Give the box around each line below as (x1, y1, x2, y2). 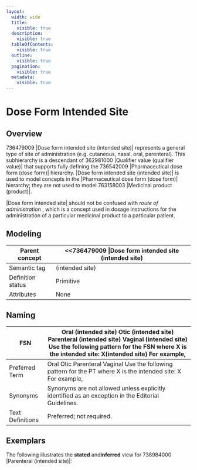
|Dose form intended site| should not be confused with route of (6, 200, 158, 206)
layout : (6, 8, 25, 15)
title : (11, 19, 28, 25)
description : (11, 31, 43, 37)
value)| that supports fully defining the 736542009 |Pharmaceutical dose (6, 163, 183, 170)
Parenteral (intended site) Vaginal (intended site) (47, 335, 188, 343)
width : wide (11, 14, 41, 20)
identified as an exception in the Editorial (47, 391, 159, 399)
